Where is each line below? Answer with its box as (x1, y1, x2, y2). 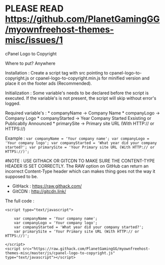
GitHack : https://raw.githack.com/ (12, 183, 82, 189)
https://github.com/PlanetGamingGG (5, 13, 160, 25)
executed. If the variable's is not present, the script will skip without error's (5, 95, 157, 101)
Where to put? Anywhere (5, 60, 55, 66)
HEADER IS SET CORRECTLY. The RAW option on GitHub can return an (5, 163, 149, 169)
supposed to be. (5, 173, 38, 179)
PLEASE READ (5, 3, 64, 14)
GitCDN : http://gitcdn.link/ (12, 188, 66, 194)
